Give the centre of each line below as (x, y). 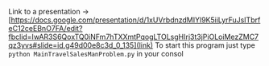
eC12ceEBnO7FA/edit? (46, 28)
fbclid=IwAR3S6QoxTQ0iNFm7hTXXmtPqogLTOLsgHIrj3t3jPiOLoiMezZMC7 (134, 37)
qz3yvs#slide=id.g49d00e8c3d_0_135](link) (81, 45)
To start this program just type (205, 45)
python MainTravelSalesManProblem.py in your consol (96, 54)
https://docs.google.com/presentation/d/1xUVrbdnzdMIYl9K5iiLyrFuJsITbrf (136, 20)
